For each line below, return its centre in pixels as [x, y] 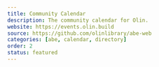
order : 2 [20, 46]
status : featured [33, 53]
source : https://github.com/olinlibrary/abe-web [79, 33]
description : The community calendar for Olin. [78, 20]
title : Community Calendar [47, 14]
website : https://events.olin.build [61, 27]
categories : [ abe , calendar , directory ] [67, 40]
